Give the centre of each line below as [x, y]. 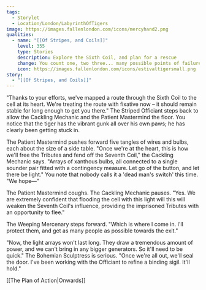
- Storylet [26, 18]
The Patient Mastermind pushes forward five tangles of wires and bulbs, [97, 142]
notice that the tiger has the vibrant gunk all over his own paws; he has [96, 124]
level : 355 [31, 46]
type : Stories [35, 52]
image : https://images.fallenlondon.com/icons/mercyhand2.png [87, 29]
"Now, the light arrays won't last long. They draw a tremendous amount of [100, 243]
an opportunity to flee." [36, 212]
